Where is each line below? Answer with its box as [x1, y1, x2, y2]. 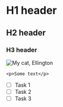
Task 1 [14, 81, 31, 88]
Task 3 [14, 95, 31, 102]
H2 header [6, 28, 46, 38]
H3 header [6, 46, 37, 54]
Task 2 [14, 88, 31, 95]
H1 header [6, 4, 57, 17]
